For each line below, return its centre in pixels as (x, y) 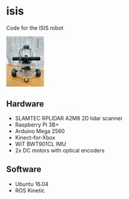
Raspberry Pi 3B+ (37, 125)
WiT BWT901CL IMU (40, 144)
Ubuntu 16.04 (32, 184)
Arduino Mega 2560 (40, 131)
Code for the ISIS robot (35, 28)
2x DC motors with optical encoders (60, 151)
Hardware (25, 104)
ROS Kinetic (30, 190)
